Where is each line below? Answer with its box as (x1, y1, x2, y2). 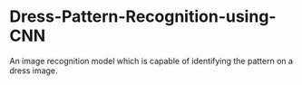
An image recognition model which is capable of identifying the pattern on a (9, 55, 293, 66)
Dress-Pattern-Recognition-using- (9, 6, 277, 27)
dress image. (9, 65, 58, 76)
